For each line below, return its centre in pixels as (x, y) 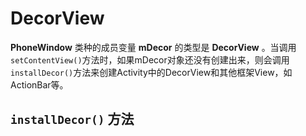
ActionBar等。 (39, 84)
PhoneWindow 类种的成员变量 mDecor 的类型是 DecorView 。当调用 (153, 47)
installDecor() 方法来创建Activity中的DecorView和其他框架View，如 (151, 72)
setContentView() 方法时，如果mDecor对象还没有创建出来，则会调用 (150, 59)
